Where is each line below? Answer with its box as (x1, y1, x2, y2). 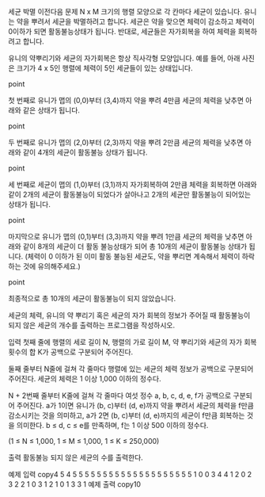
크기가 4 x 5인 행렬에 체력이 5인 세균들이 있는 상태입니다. (16, 63, 193, 73)
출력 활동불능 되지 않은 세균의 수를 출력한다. (8, 453, 144, 462)
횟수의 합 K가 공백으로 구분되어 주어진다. (8, 347, 134, 357)
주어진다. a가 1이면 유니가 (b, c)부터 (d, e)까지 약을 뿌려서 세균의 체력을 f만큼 (16, 401, 255, 410)
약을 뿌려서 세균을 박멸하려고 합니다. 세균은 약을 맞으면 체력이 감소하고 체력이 (16, 17, 256, 26)
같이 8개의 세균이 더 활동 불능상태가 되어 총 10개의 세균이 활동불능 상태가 (22, 242, 248, 251)
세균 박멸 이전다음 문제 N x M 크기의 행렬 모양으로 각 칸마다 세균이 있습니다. (8, 7, 243, 16)
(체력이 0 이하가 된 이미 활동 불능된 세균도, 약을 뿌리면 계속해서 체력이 (25, 252, 240, 261)
